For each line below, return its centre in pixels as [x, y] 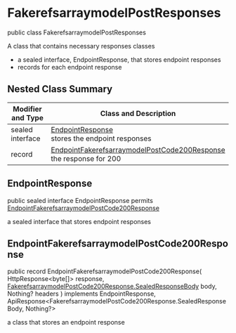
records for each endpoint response [70, 67]
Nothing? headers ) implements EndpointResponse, [81, 294]
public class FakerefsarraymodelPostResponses [77, 32]
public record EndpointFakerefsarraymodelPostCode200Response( [105, 271]
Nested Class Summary [60, 89]
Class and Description [138, 113]
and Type [27, 117]
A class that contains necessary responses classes [81, 46]
